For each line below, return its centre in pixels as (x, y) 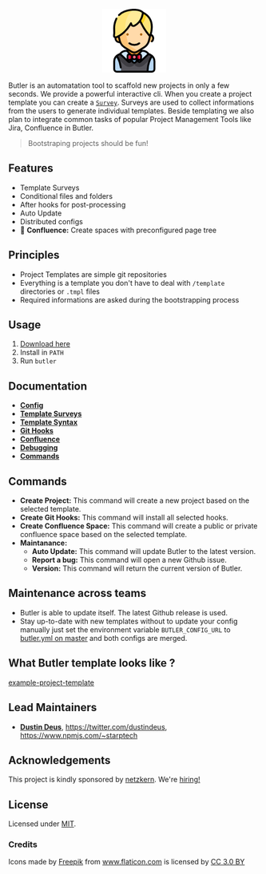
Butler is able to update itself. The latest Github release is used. (124, 612)
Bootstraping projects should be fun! (88, 143)
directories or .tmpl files (60, 291)
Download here (45, 344)
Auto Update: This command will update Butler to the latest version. (144, 552)
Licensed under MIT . (42, 824)
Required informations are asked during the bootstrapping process (129, 299)
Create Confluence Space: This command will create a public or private (139, 526)
